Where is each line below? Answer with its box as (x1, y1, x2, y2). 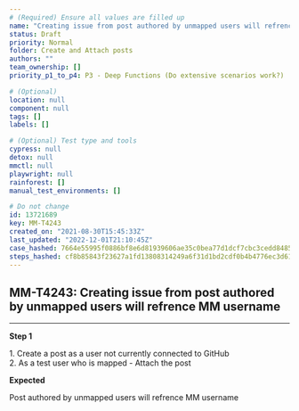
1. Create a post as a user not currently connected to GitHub (9, 349, 230, 359)
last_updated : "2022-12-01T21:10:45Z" (9, 235, 153, 244)
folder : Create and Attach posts (9, 46, 133, 55)
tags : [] (9, 112, 42, 121)
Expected (9, 375, 46, 386)
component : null (9, 103, 69, 112)
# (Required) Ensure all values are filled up (9, 12, 185, 22)
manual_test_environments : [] (9, 186, 122, 195)
